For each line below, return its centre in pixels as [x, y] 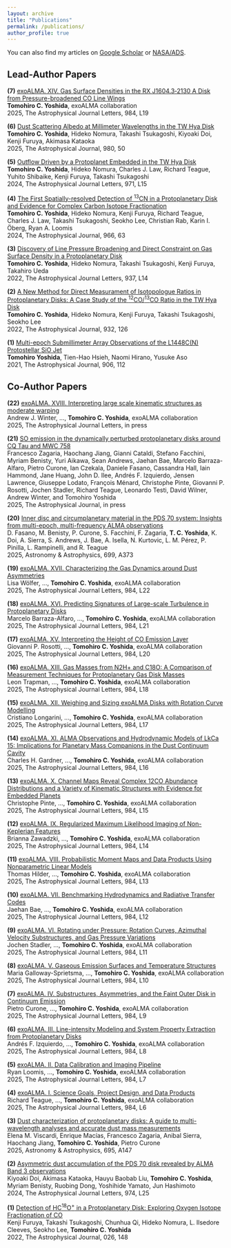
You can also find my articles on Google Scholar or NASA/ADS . [97, 53]
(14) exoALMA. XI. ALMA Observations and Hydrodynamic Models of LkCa [113, 738]
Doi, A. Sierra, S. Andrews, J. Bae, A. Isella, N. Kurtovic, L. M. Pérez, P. [107, 540]
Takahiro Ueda [28, 270]
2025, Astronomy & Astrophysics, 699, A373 [70, 555]
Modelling [21, 710]
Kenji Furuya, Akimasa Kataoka [51, 141]
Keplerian [21, 832]
